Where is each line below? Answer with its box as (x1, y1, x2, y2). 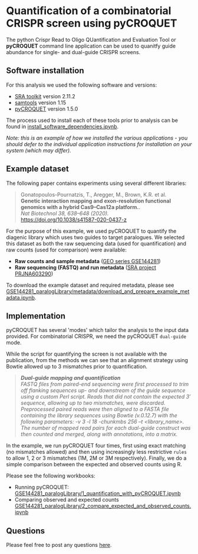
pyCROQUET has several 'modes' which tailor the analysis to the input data (6, 327, 189, 334)
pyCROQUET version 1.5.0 (14, 105, 78, 112)
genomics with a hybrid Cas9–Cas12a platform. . (20, 203, 140, 210)
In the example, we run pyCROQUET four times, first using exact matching (6, 442, 186, 449)
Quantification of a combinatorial (6, 4, 171, 18)
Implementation (6, 311, 66, 321)
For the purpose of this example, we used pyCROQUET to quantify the (6, 227, 177, 234)
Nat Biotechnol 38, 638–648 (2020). (20, 210, 109, 217)
